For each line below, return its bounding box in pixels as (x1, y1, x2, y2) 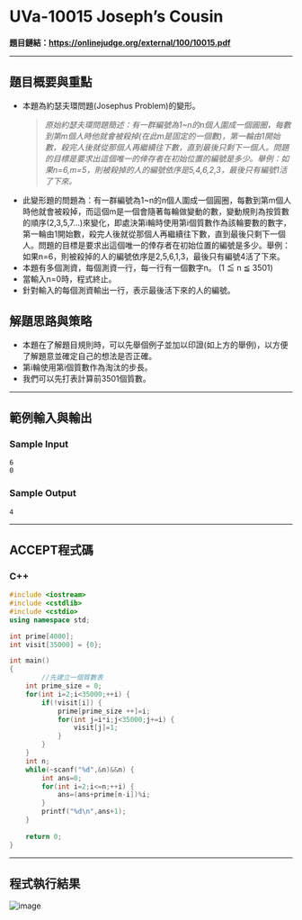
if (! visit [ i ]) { (41, 698, 102, 708)
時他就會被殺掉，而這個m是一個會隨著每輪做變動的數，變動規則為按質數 (22, 205, 290, 217)
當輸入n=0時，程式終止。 (22, 273, 117, 284)
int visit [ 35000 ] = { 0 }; (9, 640, 102, 649)
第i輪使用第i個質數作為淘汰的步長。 (22, 362, 153, 373)
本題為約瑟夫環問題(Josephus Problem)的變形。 (22, 100, 200, 111)
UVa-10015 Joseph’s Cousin (9, 6, 224, 27)
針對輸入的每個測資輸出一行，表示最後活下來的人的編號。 (22, 284, 235, 295)
